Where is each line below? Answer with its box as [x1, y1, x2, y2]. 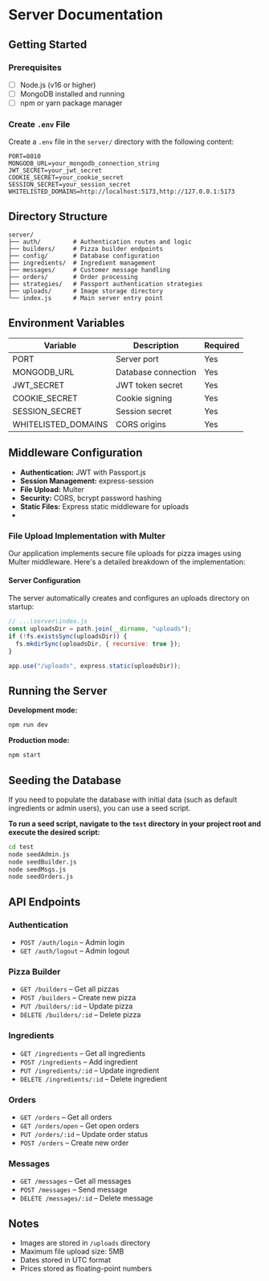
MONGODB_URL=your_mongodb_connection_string [8, 159, 160, 168]
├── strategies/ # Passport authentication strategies [8, 280, 203, 289]
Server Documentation [8, 6, 163, 24]
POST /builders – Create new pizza [19, 993, 137, 1003]
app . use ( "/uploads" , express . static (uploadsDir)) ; [8, 662, 181, 670]
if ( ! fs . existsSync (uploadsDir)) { [8, 633, 128, 641]
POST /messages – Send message [19, 1185, 128, 1195]
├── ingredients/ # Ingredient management [8, 259, 157, 267]
